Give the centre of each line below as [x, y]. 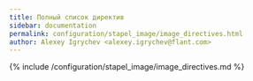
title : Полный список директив [67, 17]
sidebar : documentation [53, 26]
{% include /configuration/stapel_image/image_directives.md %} [127, 67]
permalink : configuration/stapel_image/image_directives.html [126, 33]
